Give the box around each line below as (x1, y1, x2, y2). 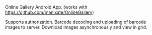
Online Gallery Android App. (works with (5, 4, 88, 10)
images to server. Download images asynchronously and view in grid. (5, 24, 148, 30)
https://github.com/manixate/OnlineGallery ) (5, 9, 94, 15)
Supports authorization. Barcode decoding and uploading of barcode (5, 19, 147, 25)
